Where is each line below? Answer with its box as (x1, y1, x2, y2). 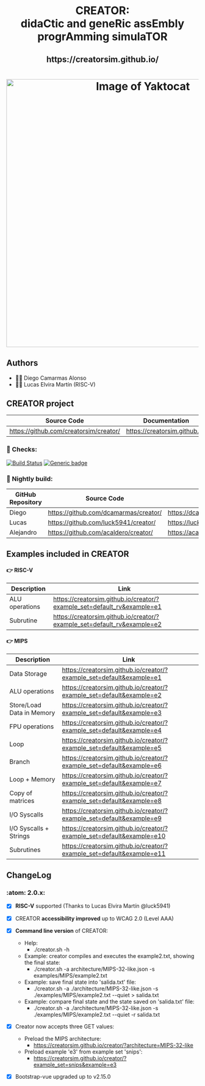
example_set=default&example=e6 (62, 761, 162, 769)
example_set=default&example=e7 (62, 779, 162, 787)
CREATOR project (6, 398, 74, 409)
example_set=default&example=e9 (62, 814, 162, 823)
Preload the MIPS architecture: (24, 1035, 102, 1042)
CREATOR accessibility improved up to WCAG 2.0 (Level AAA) (15, 914, 174, 922)
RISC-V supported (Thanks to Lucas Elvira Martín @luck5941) (15, 902, 171, 910)
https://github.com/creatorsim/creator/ (9, 427, 120, 436)
